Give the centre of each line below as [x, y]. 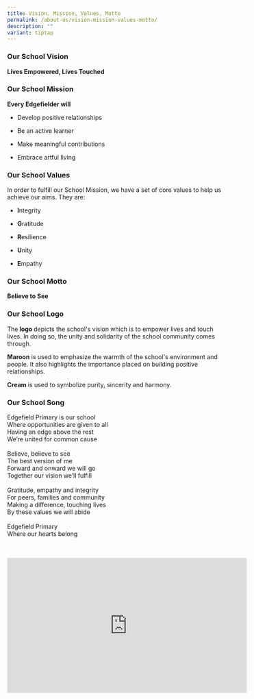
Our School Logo [35, 314]
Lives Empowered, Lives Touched [56, 71]
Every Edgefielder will [39, 104]
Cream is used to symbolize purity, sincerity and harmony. [89, 384]
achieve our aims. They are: [46, 197]
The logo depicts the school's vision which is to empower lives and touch [110, 329]
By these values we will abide [49, 512]
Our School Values [39, 175]
